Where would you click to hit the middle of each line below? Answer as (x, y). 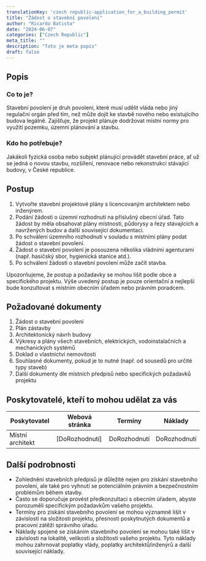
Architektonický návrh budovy (53, 335)
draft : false (23, 52)
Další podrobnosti (41, 465)
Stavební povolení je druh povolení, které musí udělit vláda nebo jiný (92, 108)
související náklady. (40, 551)
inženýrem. (29, 210)
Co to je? (20, 95)
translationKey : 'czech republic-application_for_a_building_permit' (97, 12)
